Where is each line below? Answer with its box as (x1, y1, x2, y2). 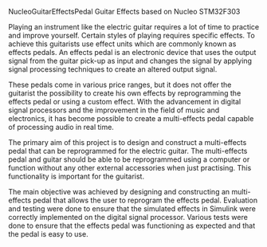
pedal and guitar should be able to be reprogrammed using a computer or (8, 155, 250, 164)
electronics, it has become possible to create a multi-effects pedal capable (8, 114, 254, 123)
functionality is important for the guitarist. (8, 171, 145, 181)
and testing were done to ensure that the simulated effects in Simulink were (8, 204, 257, 214)
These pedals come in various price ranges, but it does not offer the (8, 80, 232, 89)
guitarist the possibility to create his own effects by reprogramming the (8, 88, 241, 98)
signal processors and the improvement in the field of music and (8, 105, 220, 115)
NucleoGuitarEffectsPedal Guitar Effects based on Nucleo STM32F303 (8, 7, 241, 16)
